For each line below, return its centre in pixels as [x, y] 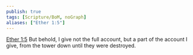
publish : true [24, 12]
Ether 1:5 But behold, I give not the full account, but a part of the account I [97, 40]
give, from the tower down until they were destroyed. [71, 46]
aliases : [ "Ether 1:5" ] [36, 22]
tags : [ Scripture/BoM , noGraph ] [46, 17]
